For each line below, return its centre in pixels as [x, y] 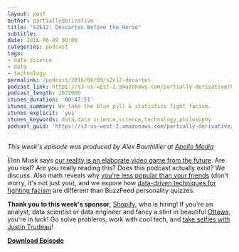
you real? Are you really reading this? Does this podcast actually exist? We [116, 168]
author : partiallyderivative [51, 21]
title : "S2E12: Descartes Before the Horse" [74, 27]
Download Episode [36, 240]
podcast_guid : [28, 126]
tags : [15, 54]
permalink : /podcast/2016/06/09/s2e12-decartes [79, 80]
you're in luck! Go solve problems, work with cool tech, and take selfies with [119, 219]
